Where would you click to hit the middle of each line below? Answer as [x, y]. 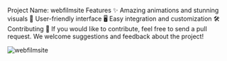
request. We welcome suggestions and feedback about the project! [106, 36]
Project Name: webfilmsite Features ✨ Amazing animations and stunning [113, 10]
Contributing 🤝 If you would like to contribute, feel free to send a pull [107, 29]
